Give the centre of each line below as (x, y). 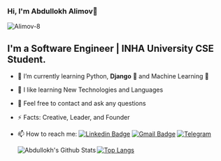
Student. (27, 59)
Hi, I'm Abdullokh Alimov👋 (52, 11)
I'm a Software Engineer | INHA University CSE (111, 48)
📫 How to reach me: (47, 134)
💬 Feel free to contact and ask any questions (81, 104)
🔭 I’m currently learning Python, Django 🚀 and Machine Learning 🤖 (113, 76)
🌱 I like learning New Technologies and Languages (90, 90)
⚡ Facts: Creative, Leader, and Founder (74, 118)
